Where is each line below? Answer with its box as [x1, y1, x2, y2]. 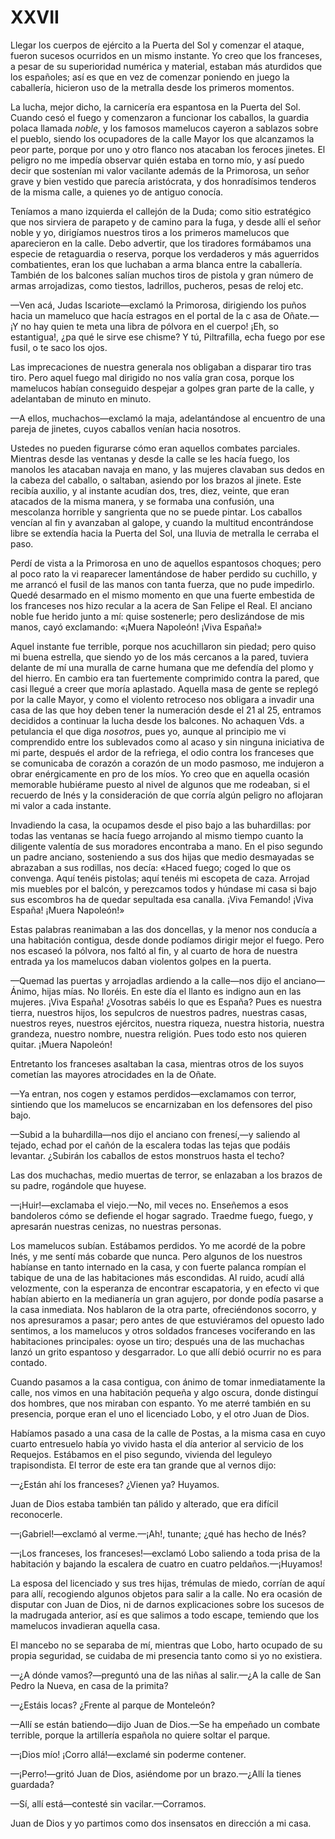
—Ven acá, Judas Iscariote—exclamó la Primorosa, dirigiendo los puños [10, 299, 307, 311]
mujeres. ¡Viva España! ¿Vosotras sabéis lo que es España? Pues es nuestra [10, 996, 323, 1008]
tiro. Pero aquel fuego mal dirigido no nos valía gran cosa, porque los [10, 371, 295, 383]
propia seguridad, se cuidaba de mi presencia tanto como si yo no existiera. [10, 1649, 323, 1661]
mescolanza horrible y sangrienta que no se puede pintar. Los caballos [10, 506, 303, 518]
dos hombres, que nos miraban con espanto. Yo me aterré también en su [10, 1397, 312, 1409]
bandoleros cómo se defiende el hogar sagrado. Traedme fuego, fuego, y [10, 1209, 314, 1221]
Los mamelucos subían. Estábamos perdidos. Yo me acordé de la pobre [10, 1239, 306, 1251]
